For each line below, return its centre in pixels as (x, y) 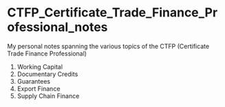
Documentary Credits (47, 74)
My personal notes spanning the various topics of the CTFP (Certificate (108, 46)
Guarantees (33, 81)
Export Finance (39, 88)
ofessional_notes (57, 27)
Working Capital (40, 67)
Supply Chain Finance (48, 96)
